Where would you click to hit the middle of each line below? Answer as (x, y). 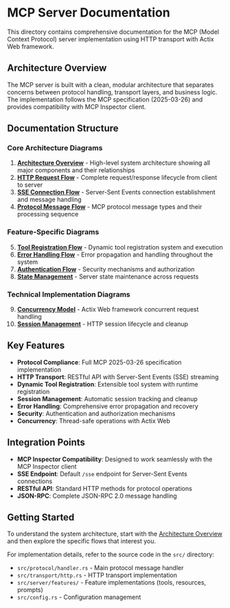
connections (35, 481)
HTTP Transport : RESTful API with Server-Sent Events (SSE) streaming (118, 376)
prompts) (30, 590)
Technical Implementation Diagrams (69, 294)
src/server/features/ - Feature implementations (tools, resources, (112, 582)
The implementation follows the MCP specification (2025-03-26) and (105, 99)
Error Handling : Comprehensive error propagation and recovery (108, 406)
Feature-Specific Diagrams (53, 232)
